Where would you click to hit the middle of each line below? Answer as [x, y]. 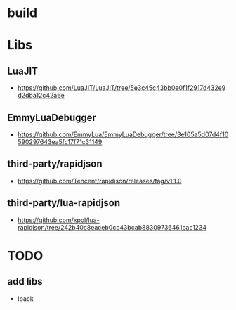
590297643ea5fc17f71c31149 [60, 142]
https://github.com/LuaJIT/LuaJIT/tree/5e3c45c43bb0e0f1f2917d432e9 [122, 88]
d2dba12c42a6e [41, 96]
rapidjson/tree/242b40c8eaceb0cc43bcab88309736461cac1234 [112, 227]
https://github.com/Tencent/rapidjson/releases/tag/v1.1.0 [99, 181]
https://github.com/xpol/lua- [58, 220]
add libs [25, 282]
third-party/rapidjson [55, 164]
